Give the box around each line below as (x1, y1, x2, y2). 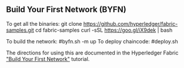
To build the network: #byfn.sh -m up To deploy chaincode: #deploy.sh (6, 38, 178, 45)
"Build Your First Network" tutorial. (6, 55, 90, 62)
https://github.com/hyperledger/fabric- (83, 20, 178, 27)
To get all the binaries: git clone (6, 20, 82, 27)
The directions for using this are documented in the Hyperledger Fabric (6, 49, 179, 56)
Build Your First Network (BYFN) (6, 5, 126, 15)
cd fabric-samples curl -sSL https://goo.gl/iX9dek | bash (35, 26, 173, 33)
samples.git (6, 26, 34, 33)
